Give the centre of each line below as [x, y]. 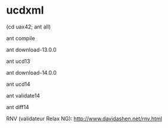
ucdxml [25, 10]
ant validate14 [23, 95]
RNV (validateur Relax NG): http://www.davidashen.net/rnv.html [84, 119]
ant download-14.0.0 [31, 72]
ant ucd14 [18, 84]
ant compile [21, 38]
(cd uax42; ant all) [29, 27]
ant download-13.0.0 [31, 49]
